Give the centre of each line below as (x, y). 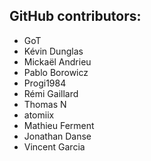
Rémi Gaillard (51, 93)
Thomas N (45, 104)
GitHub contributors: (75, 16)
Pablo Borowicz (56, 72)
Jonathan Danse (57, 136)
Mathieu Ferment (59, 125)
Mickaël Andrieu (57, 61)
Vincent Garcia (54, 146)
